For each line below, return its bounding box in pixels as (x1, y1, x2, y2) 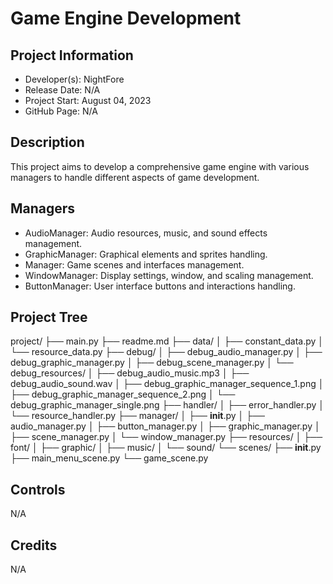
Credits (10, 537, 58, 554)
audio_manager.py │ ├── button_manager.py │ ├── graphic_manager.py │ (10, 420, 321, 432)
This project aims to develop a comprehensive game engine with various (10, 160, 310, 172)
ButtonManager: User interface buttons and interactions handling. (24, 280, 296, 292)
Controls (10, 481, 66, 498)
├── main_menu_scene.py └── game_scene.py (10, 452, 209, 464)
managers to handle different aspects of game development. (10, 171, 260, 183)
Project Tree (10, 309, 88, 326)
